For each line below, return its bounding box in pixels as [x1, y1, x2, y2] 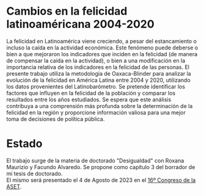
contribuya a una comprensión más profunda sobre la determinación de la [6, 102, 193, 109]
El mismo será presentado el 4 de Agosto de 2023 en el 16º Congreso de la [6, 176, 196, 184]
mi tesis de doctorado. [6, 170, 63, 177]
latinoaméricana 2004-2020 [6, 17, 155, 31]
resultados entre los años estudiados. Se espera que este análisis [6, 96, 172, 103]
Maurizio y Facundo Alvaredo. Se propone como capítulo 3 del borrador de [6, 163, 195, 170]
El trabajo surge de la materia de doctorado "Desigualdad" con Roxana [6, 157, 184, 164]
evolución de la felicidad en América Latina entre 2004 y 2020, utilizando [6, 76, 191, 84]
